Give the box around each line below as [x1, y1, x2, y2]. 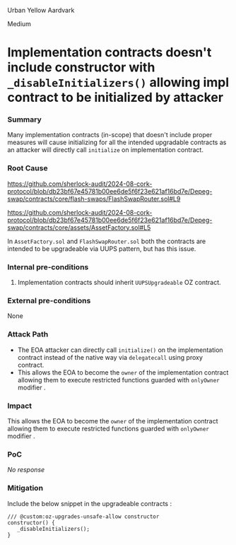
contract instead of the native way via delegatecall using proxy [17, 353, 203, 361]
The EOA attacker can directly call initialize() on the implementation [17, 346, 224, 354]
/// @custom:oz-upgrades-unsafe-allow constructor [7, 512, 160, 520]
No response [7, 466, 45, 474]
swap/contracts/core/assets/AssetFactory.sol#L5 [7, 223, 151, 232]
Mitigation [7, 484, 44, 493]
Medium [7, 20, 32, 28]
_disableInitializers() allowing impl [7, 74, 230, 90]
